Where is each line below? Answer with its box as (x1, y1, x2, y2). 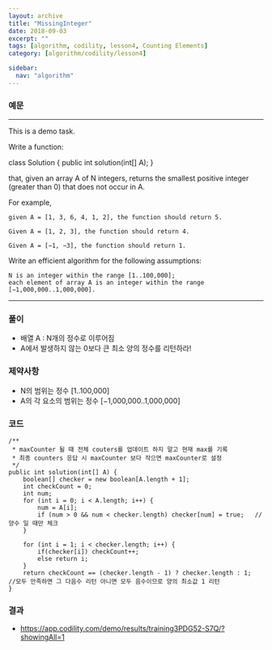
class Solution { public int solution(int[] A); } (8, 158, 154, 168)
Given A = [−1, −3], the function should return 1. (8, 242, 186, 250)
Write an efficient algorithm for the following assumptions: (8, 256, 202, 266)
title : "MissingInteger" (8, 19, 92, 28)
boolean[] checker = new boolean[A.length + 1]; (23, 475, 190, 483)
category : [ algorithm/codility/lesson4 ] (8, 49, 147, 57)
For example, (8, 198, 53, 207)
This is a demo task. (8, 126, 75, 136)
